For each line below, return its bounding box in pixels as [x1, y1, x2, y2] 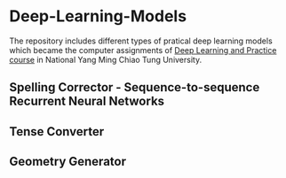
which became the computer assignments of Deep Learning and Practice [9, 44, 277, 55]
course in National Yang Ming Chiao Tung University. [9, 54, 203, 65]
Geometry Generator [9, 154, 127, 169]
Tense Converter [9, 124, 105, 139]
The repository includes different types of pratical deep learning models [9, 35, 273, 46]
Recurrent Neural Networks [9, 94, 165, 109]
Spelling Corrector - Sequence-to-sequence [9, 80, 260, 95]
